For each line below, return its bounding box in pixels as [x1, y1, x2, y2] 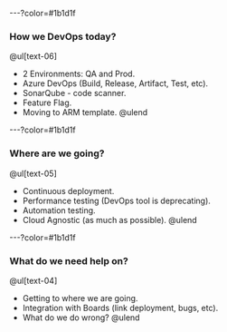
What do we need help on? [9, 254, 128, 267]
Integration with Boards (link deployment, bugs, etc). [22, 302, 219, 313]
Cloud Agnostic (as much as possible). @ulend [22, 214, 197, 225]
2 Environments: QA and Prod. [22, 68, 136, 80]
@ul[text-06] [9, 51, 57, 62]
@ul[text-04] [9, 275, 58, 286]
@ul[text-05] [9, 168, 57, 179]
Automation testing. [22, 204, 97, 216]
